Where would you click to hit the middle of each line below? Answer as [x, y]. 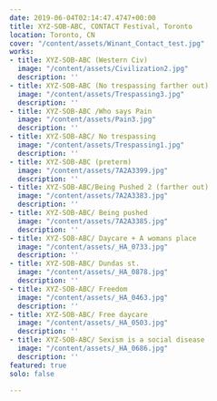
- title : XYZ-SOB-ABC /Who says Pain [81, 111]
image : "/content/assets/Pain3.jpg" [87, 119]
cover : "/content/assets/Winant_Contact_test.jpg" [107, 43]
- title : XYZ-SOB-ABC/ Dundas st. [75, 264]
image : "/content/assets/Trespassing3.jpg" [101, 94]
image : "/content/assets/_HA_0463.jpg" [93, 297]
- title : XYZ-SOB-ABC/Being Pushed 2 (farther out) [109, 188]
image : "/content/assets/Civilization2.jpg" [103, 69]
